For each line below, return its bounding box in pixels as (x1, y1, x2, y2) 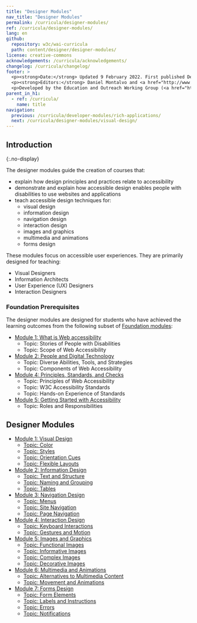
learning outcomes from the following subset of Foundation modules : (6, 323, 173, 330)
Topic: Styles (23, 448, 55, 455)
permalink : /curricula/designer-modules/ (6, 19, 109, 25)
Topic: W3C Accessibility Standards (23, 384, 110, 391)
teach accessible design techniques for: (14, 196, 111, 203)
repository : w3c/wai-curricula (11, 42, 88, 48)
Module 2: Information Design (14, 467, 87, 474)
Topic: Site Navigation (23, 504, 77, 511)
